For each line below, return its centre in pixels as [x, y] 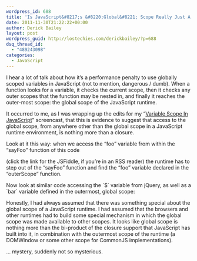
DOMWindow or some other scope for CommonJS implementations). [90, 240]
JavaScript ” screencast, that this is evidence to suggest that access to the [96, 120]
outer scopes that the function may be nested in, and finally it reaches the [96, 96]
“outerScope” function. [34, 174]
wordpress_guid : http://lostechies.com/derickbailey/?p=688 [81, 39]
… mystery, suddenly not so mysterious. [54, 251]
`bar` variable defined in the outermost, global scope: [71, 191]
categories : [21, 55]
